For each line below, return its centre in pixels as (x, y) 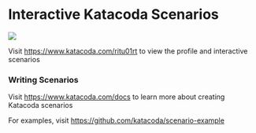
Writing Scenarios (43, 79)
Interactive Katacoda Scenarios (113, 15)
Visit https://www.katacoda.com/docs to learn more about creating (117, 97)
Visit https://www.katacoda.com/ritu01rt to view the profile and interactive (128, 51)
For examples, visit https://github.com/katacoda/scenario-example (116, 120)
